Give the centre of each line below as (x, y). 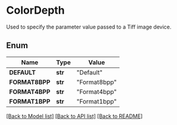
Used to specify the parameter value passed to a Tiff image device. (89, 27)
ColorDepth (35, 10)
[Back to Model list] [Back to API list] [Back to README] (74, 116)
